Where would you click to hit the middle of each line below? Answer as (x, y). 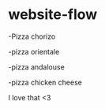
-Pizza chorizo (32, 36)
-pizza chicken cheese (45, 82)
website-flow (53, 15)
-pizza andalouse (36, 67)
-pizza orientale (34, 51)
